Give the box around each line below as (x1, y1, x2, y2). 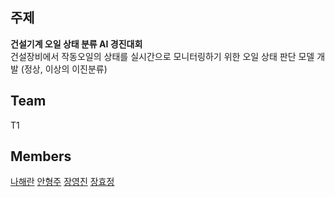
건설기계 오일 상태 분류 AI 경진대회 (10, 38, 143, 50)
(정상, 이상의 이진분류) (20, 63, 108, 75)
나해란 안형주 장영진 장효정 (10, 176, 115, 188)
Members (10, 148, 72, 165)
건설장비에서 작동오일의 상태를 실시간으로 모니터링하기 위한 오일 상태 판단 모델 (10, 50, 315, 62)
